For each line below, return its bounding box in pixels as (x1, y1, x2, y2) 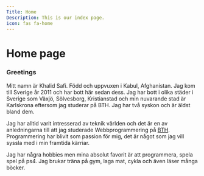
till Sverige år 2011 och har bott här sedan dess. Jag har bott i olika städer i (6, 88, 194, 96)
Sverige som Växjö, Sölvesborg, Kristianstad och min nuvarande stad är (6, 95, 186, 102)
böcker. (6, 164, 26, 171)
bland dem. (6, 108, 35, 115)
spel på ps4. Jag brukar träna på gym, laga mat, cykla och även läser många (6, 157, 198, 164)
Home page (6, 46, 66, 60)
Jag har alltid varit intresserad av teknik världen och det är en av (6, 119, 168, 127)
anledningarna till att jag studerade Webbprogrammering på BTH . (6, 126, 171, 133)
